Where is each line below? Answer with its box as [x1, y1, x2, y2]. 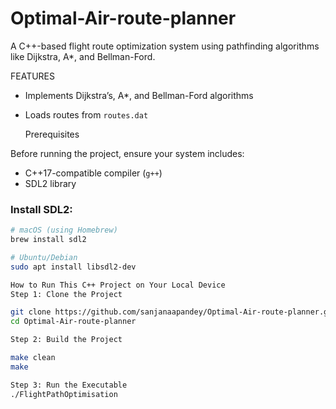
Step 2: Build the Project [10, 335, 123, 345]
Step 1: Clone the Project [10, 289, 123, 299]
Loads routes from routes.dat [24, 108, 149, 121]
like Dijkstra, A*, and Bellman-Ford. [10, 50, 156, 62]
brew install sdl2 [10, 235, 87, 245]
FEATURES [10, 70, 56, 82]
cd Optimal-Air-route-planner [10, 317, 137, 327]
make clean [10, 353, 56, 363]
